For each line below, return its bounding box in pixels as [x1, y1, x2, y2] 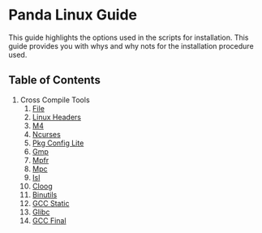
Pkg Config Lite [32, 138, 84, 148]
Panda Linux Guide [8, 6, 138, 24]
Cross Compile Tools [19, 95, 91, 105]
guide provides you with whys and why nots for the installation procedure [8, 41, 254, 50]
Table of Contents [8, 73, 101, 87]
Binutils [32, 189, 58, 200]
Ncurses [32, 129, 61, 139]
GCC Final [32, 215, 67, 225]
